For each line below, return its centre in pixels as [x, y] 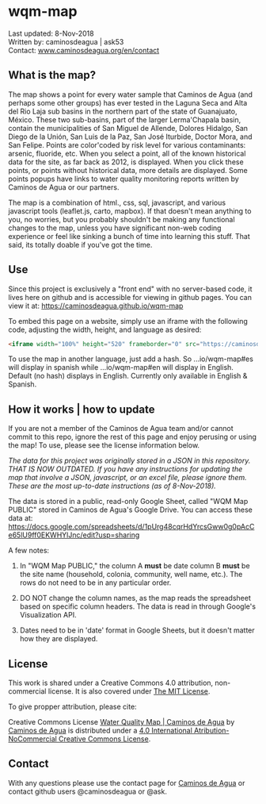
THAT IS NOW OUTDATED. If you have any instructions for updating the [125, 469]
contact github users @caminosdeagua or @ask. [88, 791]
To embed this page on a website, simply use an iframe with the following [128, 321]
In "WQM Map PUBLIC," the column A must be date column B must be [135, 566]
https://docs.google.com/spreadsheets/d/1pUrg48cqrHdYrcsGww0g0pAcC [131, 527]
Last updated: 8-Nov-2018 [51, 33]
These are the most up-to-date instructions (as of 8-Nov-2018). [112, 486]
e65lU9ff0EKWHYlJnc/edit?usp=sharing [74, 535]
